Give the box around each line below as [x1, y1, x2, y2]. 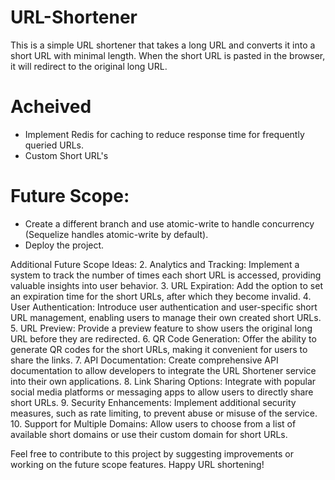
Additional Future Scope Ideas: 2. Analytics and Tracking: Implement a [10, 258, 300, 270]
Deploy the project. [24, 239, 105, 251]
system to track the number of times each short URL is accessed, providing [10, 269, 322, 281]
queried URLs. [24, 139, 85, 151]
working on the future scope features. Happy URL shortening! [10, 458, 265, 470]
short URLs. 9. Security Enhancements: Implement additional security [10, 396, 297, 408]
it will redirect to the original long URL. [10, 60, 168, 72]
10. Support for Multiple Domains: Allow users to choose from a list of [10, 417, 297, 430]
